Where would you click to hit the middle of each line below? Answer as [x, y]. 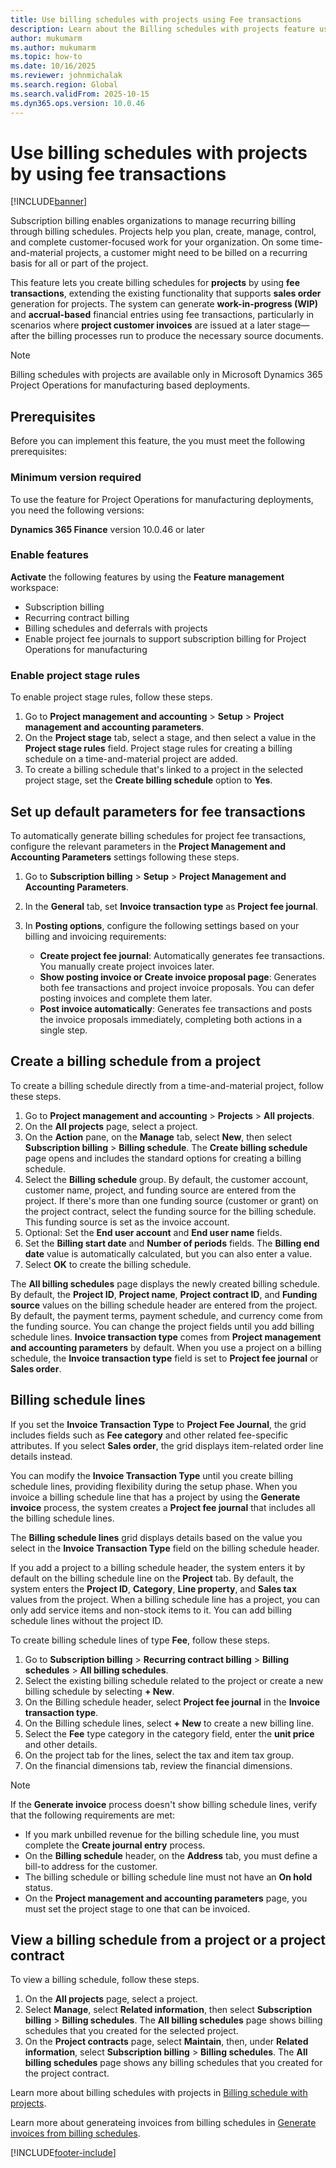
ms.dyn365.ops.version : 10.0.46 [77, 103]
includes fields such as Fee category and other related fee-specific [149, 1435]
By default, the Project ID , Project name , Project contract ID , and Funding [164, 1294]
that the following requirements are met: [93, 1815]
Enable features [49, 555]
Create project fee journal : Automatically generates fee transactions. [182, 955]
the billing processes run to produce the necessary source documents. [177, 336]
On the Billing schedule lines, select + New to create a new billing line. [169, 1723]
